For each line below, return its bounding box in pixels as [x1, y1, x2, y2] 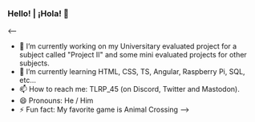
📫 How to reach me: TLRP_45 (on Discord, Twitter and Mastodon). [18, 85, 240, 94]
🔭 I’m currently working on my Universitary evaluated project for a [18, 41, 237, 51]
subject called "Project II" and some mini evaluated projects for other [18, 50, 248, 60]
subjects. [18, 58, 50, 68]
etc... [18, 76, 37, 85]
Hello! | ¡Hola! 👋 [7, 8, 70, 19]
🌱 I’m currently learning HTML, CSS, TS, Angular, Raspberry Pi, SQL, [18, 67, 245, 77]
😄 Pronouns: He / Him [18, 96, 94, 105]
